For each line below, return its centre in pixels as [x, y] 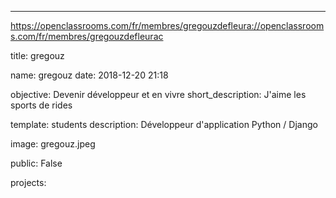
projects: [28, 182]
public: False [36, 163]
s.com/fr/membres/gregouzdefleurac [87, 36]
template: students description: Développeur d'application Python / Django [164, 124]
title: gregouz [37, 55]
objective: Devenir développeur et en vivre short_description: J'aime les [158, 94]
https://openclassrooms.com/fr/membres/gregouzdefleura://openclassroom [167, 25]
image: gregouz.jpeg [53, 144]
